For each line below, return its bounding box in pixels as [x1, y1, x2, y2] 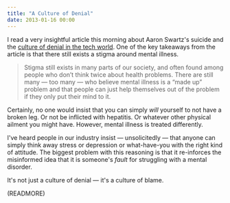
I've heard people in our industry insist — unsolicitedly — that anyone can [7, 133, 216, 141]
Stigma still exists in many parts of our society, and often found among [23, 63, 224, 71]
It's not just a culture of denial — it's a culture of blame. [7, 176, 164, 184]
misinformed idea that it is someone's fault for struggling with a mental [7, 155, 207, 163]
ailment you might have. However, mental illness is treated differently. [7, 120, 204, 128]
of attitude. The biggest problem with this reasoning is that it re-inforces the [7, 148, 222, 156]
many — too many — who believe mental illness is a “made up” [23, 77, 203, 86]
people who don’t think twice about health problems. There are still [23, 70, 214, 79]
